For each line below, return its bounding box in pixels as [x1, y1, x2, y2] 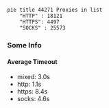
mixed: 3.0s [16, 73, 50, 81]
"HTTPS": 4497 [19, 19, 60, 25]
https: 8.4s [16, 87, 48, 96]
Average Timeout [7, 57, 58, 65]
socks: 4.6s [16, 95, 50, 103]
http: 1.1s [16, 80, 42, 89]
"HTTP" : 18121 [19, 12, 63, 19]
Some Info [7, 40, 43, 50]
